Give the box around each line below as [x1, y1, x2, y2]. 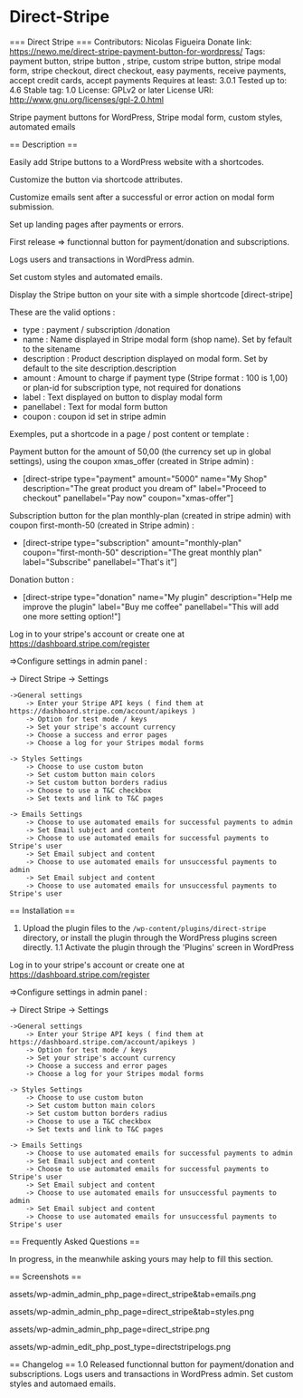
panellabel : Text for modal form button [22, 401, 168, 412]
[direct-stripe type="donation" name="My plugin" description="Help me [22, 591, 292, 602]
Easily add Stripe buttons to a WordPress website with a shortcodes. [9, 156, 264, 167]
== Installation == [9, 905, 76, 916]
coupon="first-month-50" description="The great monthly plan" [22, 547, 262, 558]
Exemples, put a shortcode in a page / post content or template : [9, 428, 250, 439]
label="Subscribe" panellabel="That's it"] [22, 556, 178, 568]
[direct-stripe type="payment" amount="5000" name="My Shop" [22, 473, 268, 484]
